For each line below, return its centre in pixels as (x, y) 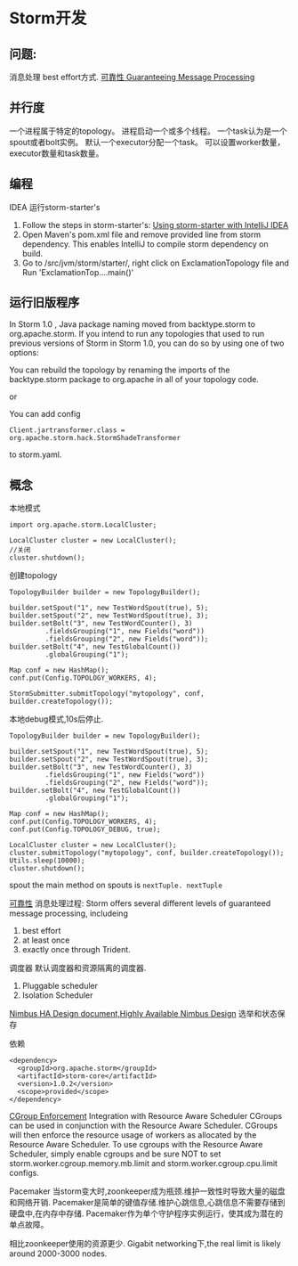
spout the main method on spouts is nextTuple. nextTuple (116, 885)
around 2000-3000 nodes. (58, 1254)
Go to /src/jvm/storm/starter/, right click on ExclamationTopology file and (155, 263)
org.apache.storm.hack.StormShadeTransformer (95, 438)
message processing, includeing (69, 913)
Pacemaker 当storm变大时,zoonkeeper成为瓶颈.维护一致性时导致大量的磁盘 (148, 1191)
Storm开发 (48, 18)
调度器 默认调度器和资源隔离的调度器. (78, 968)
